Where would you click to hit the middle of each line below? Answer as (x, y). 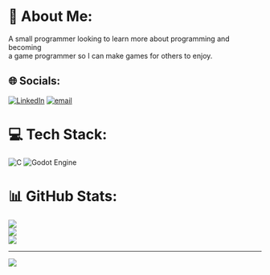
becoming (25, 47)
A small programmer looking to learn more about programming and (119, 39)
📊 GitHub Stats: (63, 196)
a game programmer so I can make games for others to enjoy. (110, 55)
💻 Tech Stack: (58, 134)
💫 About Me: (51, 16)
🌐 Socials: (35, 81)
